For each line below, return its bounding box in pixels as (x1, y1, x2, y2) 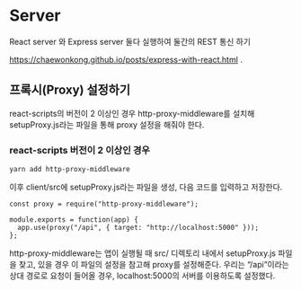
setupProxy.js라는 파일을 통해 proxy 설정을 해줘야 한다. (9, 119, 205, 130)
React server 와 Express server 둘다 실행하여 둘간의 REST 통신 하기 (9, 36, 252, 47)
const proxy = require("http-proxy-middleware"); (9, 199, 199, 209)
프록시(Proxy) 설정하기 (9, 83, 130, 98)
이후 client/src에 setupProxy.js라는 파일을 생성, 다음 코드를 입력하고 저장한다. (9, 181, 283, 193)
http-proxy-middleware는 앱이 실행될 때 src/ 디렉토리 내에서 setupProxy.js (9, 248, 277, 259)
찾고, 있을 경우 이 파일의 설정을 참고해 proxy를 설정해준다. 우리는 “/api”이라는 (18, 259, 289, 270)
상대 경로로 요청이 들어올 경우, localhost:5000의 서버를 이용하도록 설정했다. (9, 270, 276, 281)
